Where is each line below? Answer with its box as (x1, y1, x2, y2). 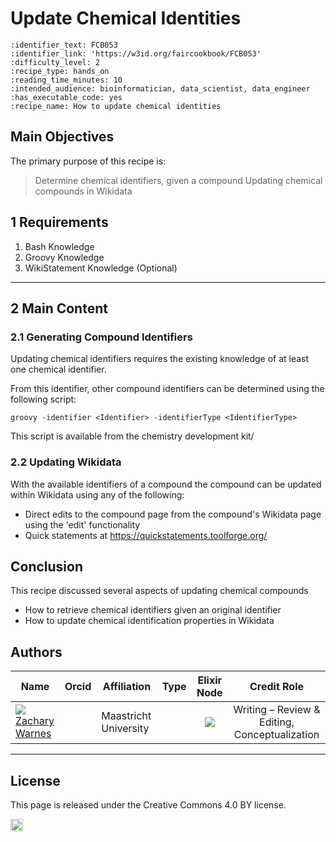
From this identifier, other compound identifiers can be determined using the (10, 383, 325, 395)
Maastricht (101, 709, 152, 723)
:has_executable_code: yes (10, 92, 123, 102)
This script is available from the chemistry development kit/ (10, 430, 255, 442)
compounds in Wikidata (34, 185, 133, 197)
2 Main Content (10, 300, 108, 317)
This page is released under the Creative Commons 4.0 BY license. (10, 798, 287, 811)
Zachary (15, 714, 55, 728)
